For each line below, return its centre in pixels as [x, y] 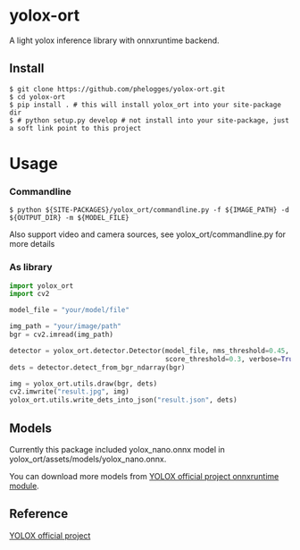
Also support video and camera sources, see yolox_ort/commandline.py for [148, 234]
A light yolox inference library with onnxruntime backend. [115, 40]
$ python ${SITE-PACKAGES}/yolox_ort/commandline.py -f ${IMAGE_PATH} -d [150, 210]
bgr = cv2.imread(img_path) [62, 335]
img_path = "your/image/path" [66, 326]
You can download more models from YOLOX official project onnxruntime [144, 476]
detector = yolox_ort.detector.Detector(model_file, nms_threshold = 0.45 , [150, 351]
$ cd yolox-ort [37, 97]
